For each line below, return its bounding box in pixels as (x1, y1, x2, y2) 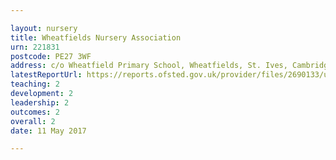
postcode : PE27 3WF (10, 51, 92, 61)
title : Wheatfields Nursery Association (10, 32, 182, 43)
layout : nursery (10, 23, 78, 33)
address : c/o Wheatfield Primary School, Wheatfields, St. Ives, (10, 61, 288, 71)
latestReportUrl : (10, 70, 83, 80)
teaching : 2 (10, 79, 60, 90)
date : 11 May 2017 (10, 126, 87, 136)
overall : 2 (10, 116, 56, 126)
